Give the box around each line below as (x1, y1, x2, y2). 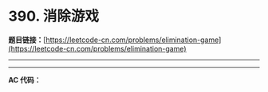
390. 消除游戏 (8, 7, 100, 25)
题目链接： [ (8, 35, 46, 44)
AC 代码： (8, 75, 41, 84)
